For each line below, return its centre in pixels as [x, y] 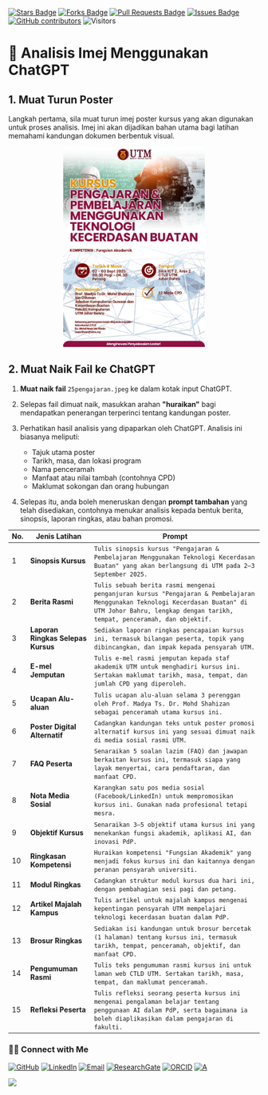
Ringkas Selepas [59, 638]
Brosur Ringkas [56, 941]
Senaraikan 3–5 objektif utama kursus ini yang [174, 825]
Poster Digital [53, 727]
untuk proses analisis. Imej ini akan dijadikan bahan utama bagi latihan [124, 127]
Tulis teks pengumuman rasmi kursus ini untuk [172, 965]
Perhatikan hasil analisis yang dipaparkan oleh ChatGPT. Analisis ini [131, 428]
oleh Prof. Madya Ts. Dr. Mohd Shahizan [162, 704]
